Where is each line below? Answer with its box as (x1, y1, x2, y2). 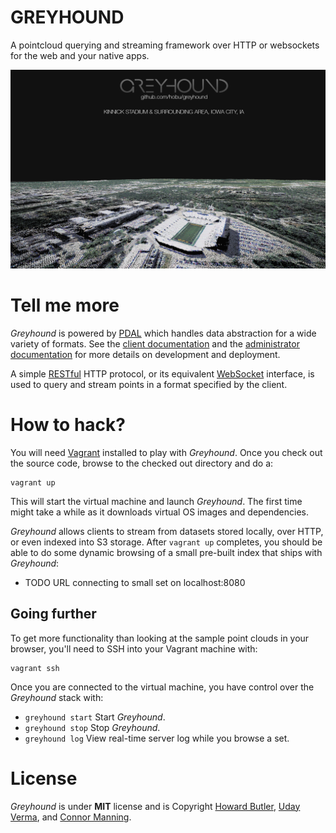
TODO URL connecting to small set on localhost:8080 (24, 576, 246, 588)
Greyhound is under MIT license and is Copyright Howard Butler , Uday (10, 800, 301, 812)
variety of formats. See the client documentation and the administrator (10, 337, 300, 350)
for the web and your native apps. (10, 49, 150, 61)
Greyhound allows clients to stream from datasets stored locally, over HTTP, (10, 525, 324, 537)
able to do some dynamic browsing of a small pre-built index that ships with (10, 546, 323, 558)
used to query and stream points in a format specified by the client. (10, 378, 288, 390)
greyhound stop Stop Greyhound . (24, 721, 161, 733)
